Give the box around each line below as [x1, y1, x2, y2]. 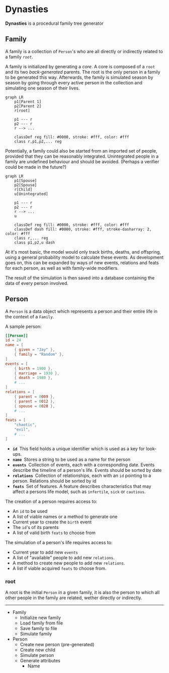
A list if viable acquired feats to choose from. [12, 565, 107, 571]
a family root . [5, 54, 34, 60]
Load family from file [20, 620, 63, 626]
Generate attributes [20, 657, 60, 663]
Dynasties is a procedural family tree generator [5, 20, 104, 26]
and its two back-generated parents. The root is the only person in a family [5, 69, 160, 75]
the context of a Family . [5, 313, 54, 319]
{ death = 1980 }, [14, 375, 53, 380]
